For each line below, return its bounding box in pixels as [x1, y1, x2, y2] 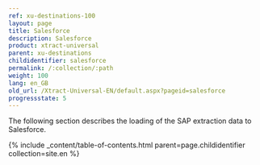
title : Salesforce [8, 27, 70, 35]
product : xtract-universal [8, 42, 99, 50]
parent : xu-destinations [8, 49, 92, 57]
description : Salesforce [8, 34, 92, 43]
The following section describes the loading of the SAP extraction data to [8, 116, 252, 126]
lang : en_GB [8, 79, 48, 87]
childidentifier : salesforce [8, 57, 107, 65]
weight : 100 [8, 72, 48, 80]
